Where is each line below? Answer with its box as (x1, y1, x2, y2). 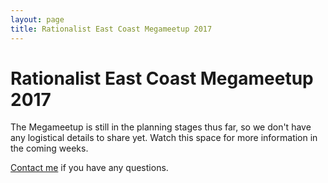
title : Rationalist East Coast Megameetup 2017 (10, 24, 213, 34)
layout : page (10, 14, 65, 25)
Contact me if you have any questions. (10, 162, 169, 174)
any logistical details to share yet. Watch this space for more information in (10, 132, 318, 144)
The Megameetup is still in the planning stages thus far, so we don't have (10, 121, 312, 133)
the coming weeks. (10, 142, 89, 155)
